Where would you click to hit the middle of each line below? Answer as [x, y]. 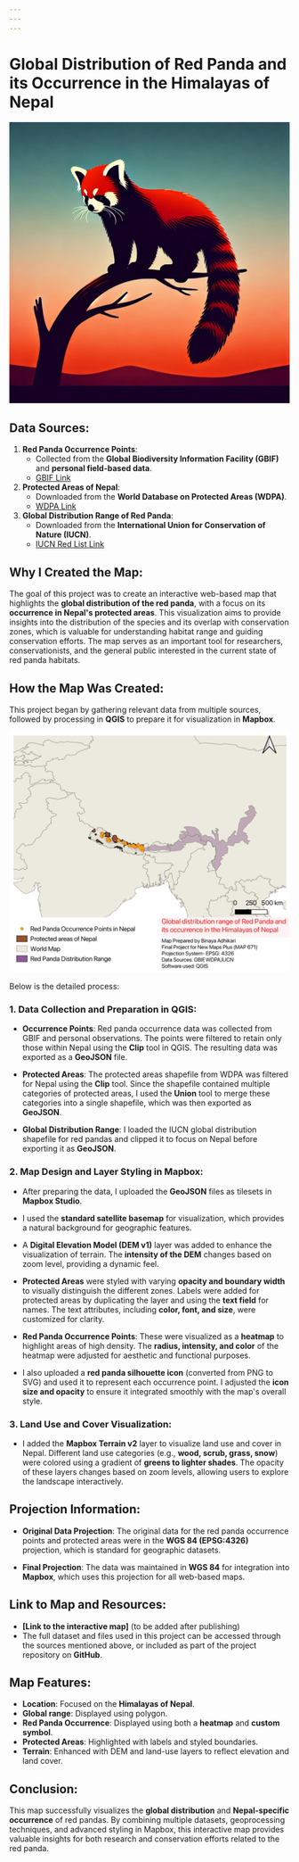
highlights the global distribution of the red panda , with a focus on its [137, 603]
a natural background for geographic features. [107, 1228]
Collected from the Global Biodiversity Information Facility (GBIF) [157, 459]
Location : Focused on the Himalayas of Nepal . [108, 1704]
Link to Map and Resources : [88, 1605]
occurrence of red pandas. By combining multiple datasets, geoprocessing [147, 1820]
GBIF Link [53, 478]
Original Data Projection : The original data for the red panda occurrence [155, 1531]
